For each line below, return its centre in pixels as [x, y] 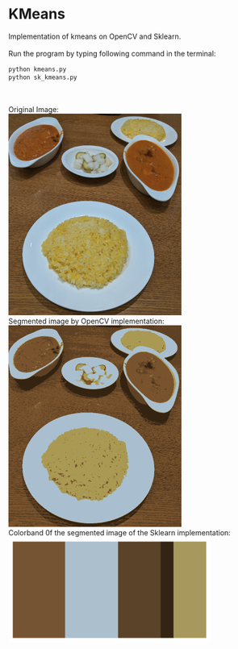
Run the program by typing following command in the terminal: [112, 53]
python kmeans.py [38, 69]
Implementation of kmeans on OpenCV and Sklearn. [95, 36]
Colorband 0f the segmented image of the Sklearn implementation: [120, 532]
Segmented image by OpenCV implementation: [87, 321]
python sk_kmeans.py [43, 77]
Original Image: [33, 109]
